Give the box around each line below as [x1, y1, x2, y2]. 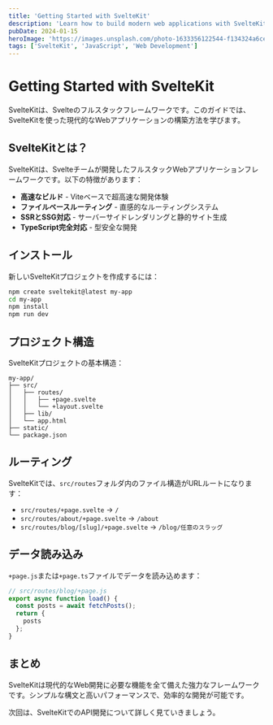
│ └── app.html [8, 417, 67, 425]
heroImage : [8, 34, 45, 43]
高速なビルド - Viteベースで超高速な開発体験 [19, 192, 169, 202]
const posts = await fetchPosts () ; [15, 602, 136, 610]
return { [15, 610, 45, 618]
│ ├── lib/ [8, 410, 53, 418]
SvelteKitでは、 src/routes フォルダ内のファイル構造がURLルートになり [8, 478, 245, 488]
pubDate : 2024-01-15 [8, 27, 79, 35]
